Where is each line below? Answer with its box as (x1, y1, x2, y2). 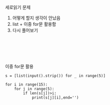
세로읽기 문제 (5, 4, 31, 10)
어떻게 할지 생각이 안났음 (12, 15, 61, 21)
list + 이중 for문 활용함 (12, 21, 56, 27)
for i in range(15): (5, 82, 48, 87)
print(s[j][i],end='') (31, 95, 79, 100)
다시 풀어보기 (12, 27, 38, 33)
